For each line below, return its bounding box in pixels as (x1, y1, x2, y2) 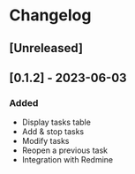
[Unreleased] (9, 41, 84, 56)
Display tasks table (21, 117, 91, 128)
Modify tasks (21, 136, 70, 147)
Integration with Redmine (21, 155, 113, 165)
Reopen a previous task (21, 145, 109, 155)
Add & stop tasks (21, 126, 85, 137)
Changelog (9, 5, 92, 26)
